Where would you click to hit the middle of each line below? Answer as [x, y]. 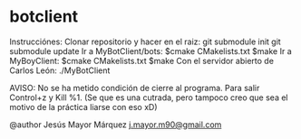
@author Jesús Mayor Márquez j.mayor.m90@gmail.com [116, 125]
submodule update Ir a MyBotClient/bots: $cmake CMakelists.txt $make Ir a [150, 51]
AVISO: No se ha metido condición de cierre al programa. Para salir [135, 88]
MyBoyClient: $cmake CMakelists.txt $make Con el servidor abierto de [142, 60]
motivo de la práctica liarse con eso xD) [83, 107]
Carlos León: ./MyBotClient [60, 70]
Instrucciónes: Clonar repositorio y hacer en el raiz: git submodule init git [145, 42]
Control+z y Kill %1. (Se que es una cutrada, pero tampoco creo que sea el [149, 97]
